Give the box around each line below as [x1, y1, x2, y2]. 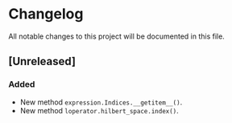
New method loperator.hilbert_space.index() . [19, 105, 179, 115]
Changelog [8, 5, 84, 23]
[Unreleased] [8, 55, 77, 68]
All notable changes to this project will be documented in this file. [8, 31, 226, 41]
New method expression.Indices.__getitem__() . [19, 97, 183, 107]
